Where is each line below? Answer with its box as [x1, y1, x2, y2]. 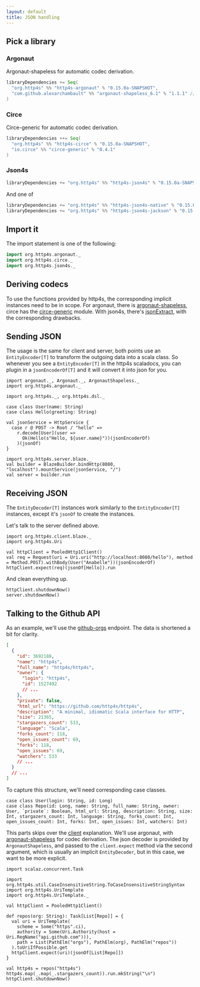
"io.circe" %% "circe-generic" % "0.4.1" [11, 146, 116, 152]
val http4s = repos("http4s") [6, 965, 82, 971]
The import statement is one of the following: [6, 240, 117, 247]
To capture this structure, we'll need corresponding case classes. [6, 786, 167, 793]
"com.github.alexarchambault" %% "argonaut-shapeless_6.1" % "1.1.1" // [11, 90, 196, 96]
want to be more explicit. [6, 854, 67, 862]
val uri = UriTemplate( [11, 918, 70, 924]
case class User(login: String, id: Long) [6, 798, 113, 804]
